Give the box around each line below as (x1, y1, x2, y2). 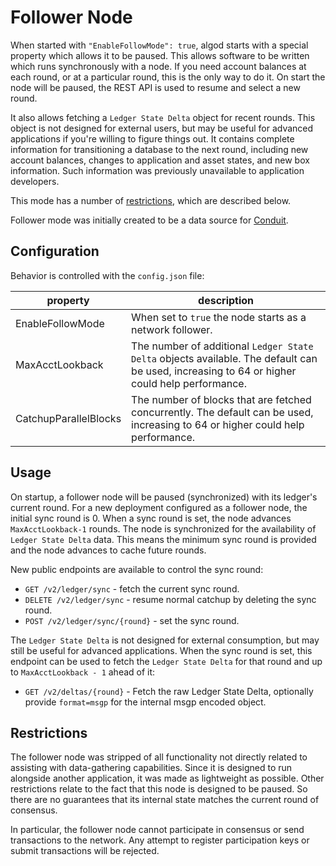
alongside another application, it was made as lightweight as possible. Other (10, 772, 325, 785)
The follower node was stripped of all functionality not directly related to (10, 751, 308, 763)
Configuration (10, 243, 100, 260)
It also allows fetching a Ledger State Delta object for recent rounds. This (10, 111, 316, 123)
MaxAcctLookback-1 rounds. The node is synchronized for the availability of (10, 522, 317, 535)
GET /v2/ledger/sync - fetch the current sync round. (24, 582, 240, 595)
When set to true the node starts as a (131, 310, 307, 324)
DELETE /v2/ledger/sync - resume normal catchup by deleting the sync (24, 593, 317, 605)
